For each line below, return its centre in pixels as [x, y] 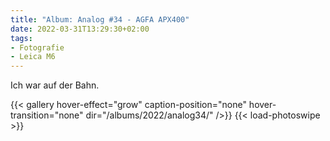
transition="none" [47, 115]
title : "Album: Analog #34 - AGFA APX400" [100, 19]
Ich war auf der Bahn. [55, 85]
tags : [21, 38]
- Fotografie [37, 47]
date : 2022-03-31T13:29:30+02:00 [80, 29]
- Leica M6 [33, 57]
